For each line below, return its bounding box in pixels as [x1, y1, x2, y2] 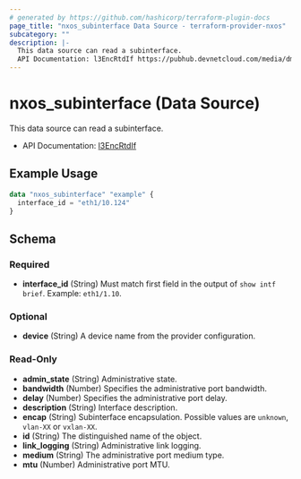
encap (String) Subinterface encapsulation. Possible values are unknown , [21, 411, 289, 422]
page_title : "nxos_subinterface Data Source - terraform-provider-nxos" [9, 21, 287, 30]
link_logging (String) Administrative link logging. [21, 440, 202, 450]
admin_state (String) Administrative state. [21, 373, 177, 384]
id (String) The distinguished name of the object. [21, 431, 202, 441]
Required [9, 258, 50, 270]
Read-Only [9, 353, 58, 365]
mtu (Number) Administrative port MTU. [21, 458, 170, 470]
